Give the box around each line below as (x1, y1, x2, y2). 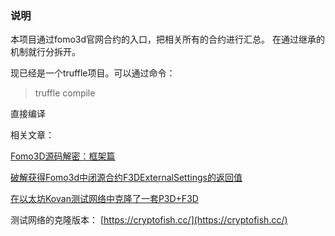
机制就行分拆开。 (10, 46, 81, 58)
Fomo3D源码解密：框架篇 (10, 150, 116, 162)
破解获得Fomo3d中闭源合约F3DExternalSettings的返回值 (10, 172, 243, 184)
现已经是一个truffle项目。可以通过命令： (10, 67, 176, 79)
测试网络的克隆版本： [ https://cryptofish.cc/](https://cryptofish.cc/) (10, 214, 288, 226)
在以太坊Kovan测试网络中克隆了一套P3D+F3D (10, 193, 199, 205)
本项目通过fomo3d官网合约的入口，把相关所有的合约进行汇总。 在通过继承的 (10, 33, 325, 46)
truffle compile (34, 87, 96, 99)
